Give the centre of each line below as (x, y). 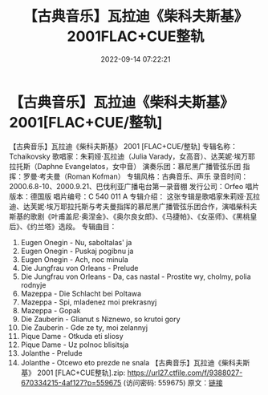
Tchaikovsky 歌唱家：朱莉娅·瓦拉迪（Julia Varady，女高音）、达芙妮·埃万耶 (132, 156)
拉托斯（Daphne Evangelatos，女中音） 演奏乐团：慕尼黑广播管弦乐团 (125, 166)
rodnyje (33, 284)
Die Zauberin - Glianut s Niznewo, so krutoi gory (100, 319)
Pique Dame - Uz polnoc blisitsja (75, 345)
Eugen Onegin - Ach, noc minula (75, 259)
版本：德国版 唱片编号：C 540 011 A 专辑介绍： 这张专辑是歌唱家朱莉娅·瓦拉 (134, 196)
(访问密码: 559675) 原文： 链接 (173, 382)
